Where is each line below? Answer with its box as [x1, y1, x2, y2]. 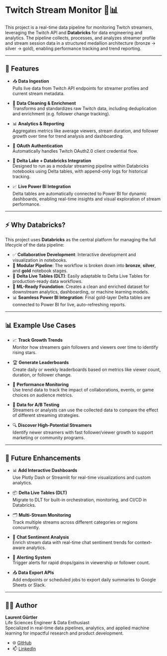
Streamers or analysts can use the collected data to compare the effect [12, 407, 159, 413]
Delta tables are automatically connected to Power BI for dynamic [12, 190, 147, 196]
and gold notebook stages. [12, 268, 68, 274]
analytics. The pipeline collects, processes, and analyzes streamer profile [5, 35, 156, 41]
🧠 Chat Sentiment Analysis [12, 534, 70, 540]
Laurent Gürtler [5, 614, 38, 620]
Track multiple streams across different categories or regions [12, 519, 138, 525]
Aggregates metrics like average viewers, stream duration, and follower [12, 128, 159, 134]
